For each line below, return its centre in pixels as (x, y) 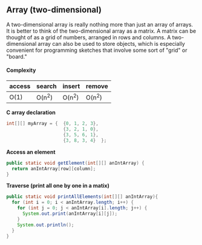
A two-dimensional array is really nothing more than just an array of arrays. (100, 24)
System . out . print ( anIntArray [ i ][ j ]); (70, 214)
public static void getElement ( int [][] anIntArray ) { (76, 163)
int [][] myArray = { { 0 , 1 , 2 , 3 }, (52, 124)
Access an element (31, 152)
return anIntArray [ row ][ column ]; (54, 168)
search (47, 86)
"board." (17, 56)
